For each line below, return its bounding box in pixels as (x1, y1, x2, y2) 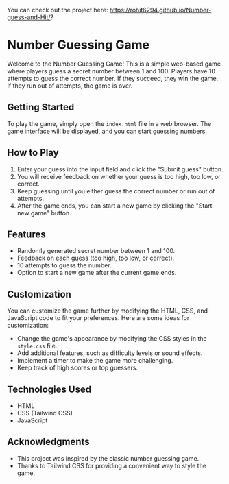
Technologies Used (7, 383, 91, 395)
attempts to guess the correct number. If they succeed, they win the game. (7, 74, 219, 82)
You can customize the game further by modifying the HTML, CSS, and (7, 306, 208, 315)
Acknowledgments (7, 436, 91, 448)
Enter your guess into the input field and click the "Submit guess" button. (16, 165, 224, 173)
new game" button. (16, 208, 72, 217)
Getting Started (7, 101, 75, 113)
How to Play (7, 147, 60, 158)
